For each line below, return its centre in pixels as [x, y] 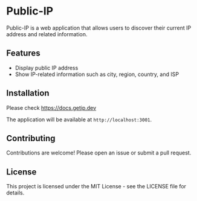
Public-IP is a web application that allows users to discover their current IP [99, 28]
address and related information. [47, 34]
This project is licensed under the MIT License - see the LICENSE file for [96, 187]
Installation [28, 93]
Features [23, 53]
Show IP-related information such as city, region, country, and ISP [97, 74]
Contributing [31, 138]
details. [15, 193]
